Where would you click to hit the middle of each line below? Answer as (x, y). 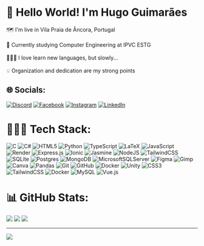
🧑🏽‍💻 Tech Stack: (49, 129)
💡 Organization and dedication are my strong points (71, 70)
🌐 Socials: (26, 90)
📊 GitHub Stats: (48, 197)
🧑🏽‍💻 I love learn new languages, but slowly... (62, 58)
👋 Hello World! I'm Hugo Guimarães (97, 12)
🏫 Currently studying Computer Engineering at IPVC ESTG (79, 44)
